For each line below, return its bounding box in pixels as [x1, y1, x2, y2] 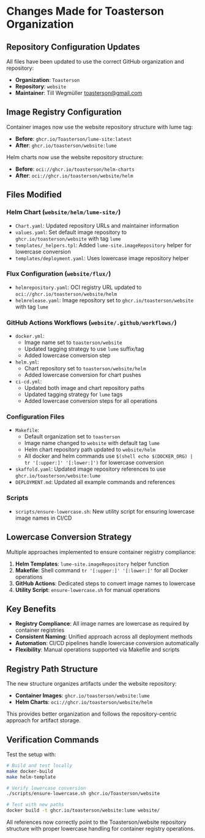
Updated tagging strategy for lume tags [24, 391, 123, 398]
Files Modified [6, 190, 62, 200]
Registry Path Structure [6, 664, 99, 674]
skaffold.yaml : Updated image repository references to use [15, 465, 166, 473]
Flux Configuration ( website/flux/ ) [6, 269, 111, 278]
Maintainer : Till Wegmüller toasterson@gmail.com [15, 89, 143, 96]
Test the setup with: [6, 750, 56, 758]
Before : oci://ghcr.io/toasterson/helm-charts [15, 165, 135, 173]
